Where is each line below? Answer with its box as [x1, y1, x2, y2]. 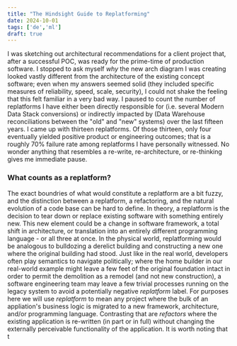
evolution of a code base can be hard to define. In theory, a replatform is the [7, 203, 230, 213]
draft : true [7, 30, 42, 38]
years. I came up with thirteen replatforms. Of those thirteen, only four [7, 125, 212, 133]
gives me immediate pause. [7, 155, 88, 164]
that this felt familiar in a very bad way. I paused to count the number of [7, 95, 216, 104]
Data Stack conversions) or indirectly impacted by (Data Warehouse [7, 110, 205, 118]
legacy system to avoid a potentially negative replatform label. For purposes [7, 286, 229, 295]
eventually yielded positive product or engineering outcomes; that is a [7, 133, 211, 141]
